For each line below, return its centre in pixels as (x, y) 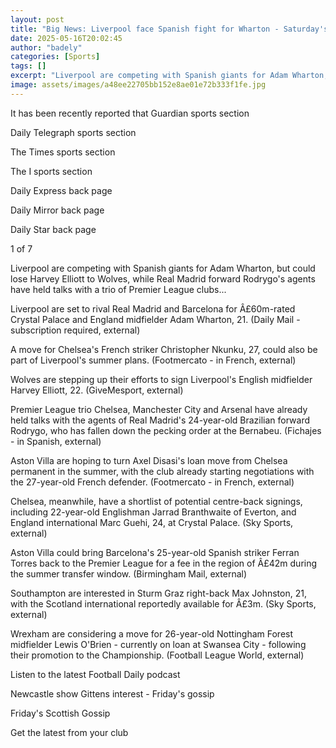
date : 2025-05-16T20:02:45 (66, 38)
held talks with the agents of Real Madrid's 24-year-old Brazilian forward (160, 420)
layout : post (37, 19)
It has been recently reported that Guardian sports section (130, 113)
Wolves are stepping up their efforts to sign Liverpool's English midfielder (161, 379)
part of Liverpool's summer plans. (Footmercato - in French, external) (153, 360)
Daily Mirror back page (57, 210)
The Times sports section (63, 152)
